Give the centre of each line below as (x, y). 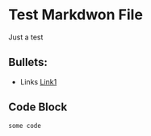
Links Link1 (38, 81)
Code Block (38, 107)
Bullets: (28, 62)
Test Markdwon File (76, 15)
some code (25, 126)
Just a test (26, 37)
